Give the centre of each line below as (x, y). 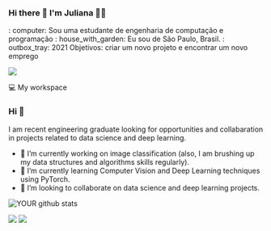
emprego (23, 57)
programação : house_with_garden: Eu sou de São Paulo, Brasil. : (116, 39)
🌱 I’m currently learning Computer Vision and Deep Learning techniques (140, 170)
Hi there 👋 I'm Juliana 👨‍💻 (57, 13)
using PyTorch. (45, 179)
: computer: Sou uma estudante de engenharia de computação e (116, 31)
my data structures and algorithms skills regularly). (105, 162)
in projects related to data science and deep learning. (97, 137)
